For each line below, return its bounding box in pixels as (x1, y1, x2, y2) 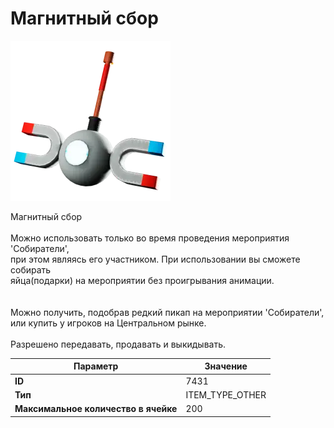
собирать (10, 263, 52, 276)
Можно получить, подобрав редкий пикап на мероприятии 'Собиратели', (10, 306, 325, 318)
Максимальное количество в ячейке (14, 403, 178, 415)
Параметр (73, 360, 119, 372)
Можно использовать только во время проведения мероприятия (10, 232, 290, 244)
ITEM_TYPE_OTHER (185, 388, 267, 401)
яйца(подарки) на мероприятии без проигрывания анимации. (10, 274, 275, 286)
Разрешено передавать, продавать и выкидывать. (10, 338, 227, 350)
